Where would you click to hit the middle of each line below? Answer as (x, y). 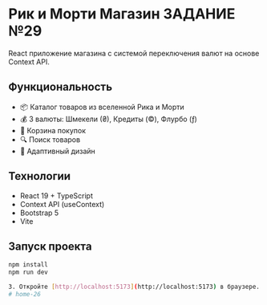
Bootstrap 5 (39, 213)
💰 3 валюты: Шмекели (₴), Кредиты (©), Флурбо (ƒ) (109, 119)
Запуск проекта (50, 246)
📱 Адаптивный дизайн (58, 151)
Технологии (39, 176)
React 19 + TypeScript (57, 195)
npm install (28, 265)
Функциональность (61, 87)
